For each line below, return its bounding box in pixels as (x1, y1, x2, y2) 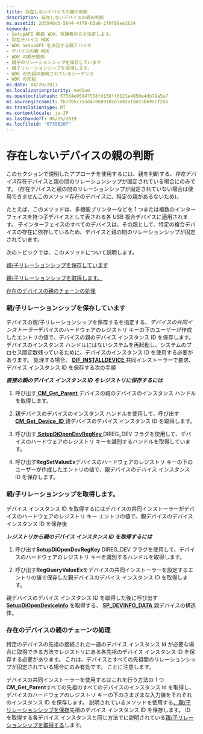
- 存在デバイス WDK (6, 37, 49, 43)
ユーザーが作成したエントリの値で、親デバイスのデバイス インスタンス (14, 466, 190, 473)
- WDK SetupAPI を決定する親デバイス (6, 43, 92, 49)
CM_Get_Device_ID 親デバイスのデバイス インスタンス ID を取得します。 (14, 417, 196, 425)
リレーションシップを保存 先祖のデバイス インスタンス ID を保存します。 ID (6, 706, 191, 713)
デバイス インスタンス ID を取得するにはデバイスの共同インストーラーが (6, 505, 184, 512)
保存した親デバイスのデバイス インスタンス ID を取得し (46, 573, 183, 581)
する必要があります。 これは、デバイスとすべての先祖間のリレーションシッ (11, 655, 196, 663)
